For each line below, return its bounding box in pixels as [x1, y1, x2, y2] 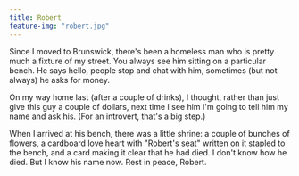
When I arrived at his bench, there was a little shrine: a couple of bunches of [9, 128, 290, 138]
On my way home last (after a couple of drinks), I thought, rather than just [9, 91, 279, 103]
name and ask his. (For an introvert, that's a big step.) [9, 111, 206, 122]
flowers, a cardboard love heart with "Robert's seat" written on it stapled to [9, 138, 286, 148]
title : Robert [9, 13, 62, 22]
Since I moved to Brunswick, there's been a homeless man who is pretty [9, 46, 275, 56]
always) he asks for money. [9, 74, 110, 85]
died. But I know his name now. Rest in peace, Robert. [9, 156, 207, 167]
